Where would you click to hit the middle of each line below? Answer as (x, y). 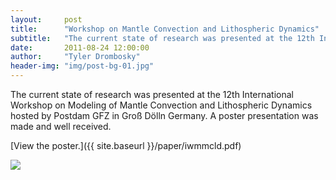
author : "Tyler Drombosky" (75, 57)
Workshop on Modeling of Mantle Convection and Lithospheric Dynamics (161, 105)
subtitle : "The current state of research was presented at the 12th (162, 38)
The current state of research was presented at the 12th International (152, 94)
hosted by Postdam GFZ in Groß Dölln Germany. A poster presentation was (164, 115)
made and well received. (61, 126)
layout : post (46, 19)
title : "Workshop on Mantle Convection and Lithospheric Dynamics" (165, 29)
